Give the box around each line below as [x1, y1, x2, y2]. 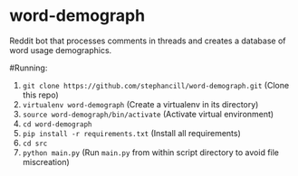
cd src [22, 139, 48, 148]
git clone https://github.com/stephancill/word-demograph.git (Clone [22, 79, 290, 90]
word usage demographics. [9, 44, 112, 55]
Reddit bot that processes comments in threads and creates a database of [9, 35, 287, 46]
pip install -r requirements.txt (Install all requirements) [22, 127, 242, 138]
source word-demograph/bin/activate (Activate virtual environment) [22, 108, 274, 119]
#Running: [9, 62, 48, 73]
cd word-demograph [22, 119, 92, 129]
